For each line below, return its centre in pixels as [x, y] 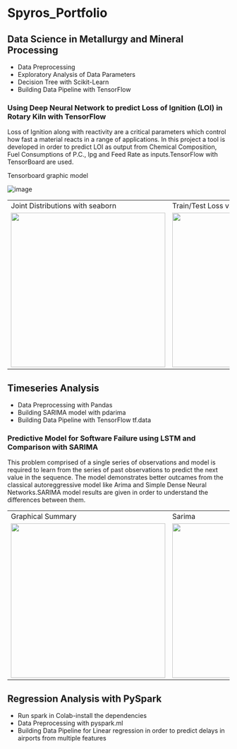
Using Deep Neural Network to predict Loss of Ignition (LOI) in [115, 107]
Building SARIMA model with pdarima [72, 413]
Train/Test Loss [198, 206]
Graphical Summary [44, 517]
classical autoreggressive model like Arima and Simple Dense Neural [107, 485]
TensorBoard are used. [41, 162]
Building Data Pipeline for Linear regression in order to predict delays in [121, 731]
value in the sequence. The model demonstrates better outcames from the [115, 477]
